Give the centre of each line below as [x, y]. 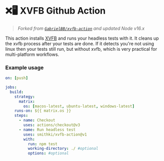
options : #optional [48, 153]
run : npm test [43, 144]
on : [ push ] [17, 78]
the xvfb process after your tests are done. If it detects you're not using [80, 43]
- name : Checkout [37, 120]
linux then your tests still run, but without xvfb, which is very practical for [81, 49]
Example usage [25, 68]
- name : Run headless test [47, 130]
